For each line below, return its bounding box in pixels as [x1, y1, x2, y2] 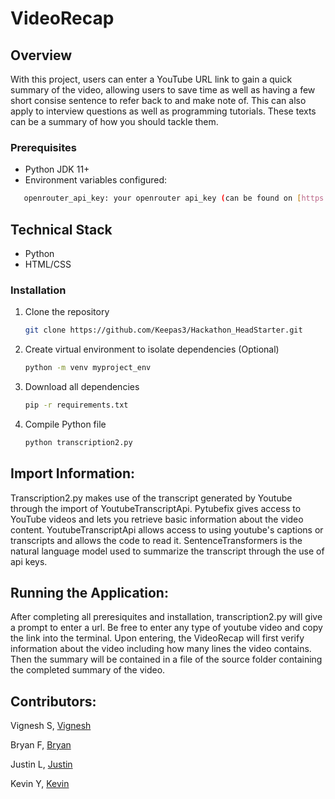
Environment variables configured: [24, 174, 168, 186]
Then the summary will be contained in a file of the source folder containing [10, 653, 323, 666]
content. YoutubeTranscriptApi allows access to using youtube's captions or [10, 523, 324, 536]
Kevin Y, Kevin [10, 778, 70, 790]
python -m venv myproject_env [24, 363, 152, 373]
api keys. [10, 555, 48, 567]
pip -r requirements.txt [24, 400, 129, 411]
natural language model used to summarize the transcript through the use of [10, 545, 325, 557]
